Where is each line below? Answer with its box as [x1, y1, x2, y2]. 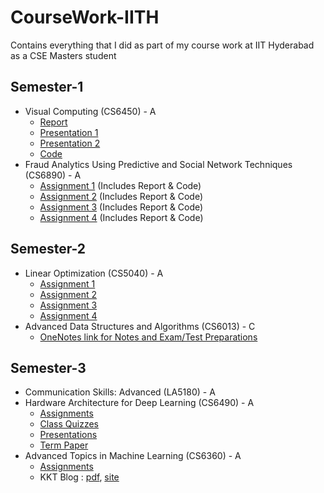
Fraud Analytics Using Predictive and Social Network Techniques [24, 158, 293, 170]
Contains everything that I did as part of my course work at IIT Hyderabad [10, 39, 315, 51]
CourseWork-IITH [10, 6, 160, 29]
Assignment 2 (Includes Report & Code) [39, 190, 204, 202]
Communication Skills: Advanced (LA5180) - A [24, 386, 216, 398]
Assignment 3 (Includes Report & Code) [39, 201, 204, 213]
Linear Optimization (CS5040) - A [24, 267, 164, 279]
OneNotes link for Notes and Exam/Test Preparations [39, 331, 258, 343]
